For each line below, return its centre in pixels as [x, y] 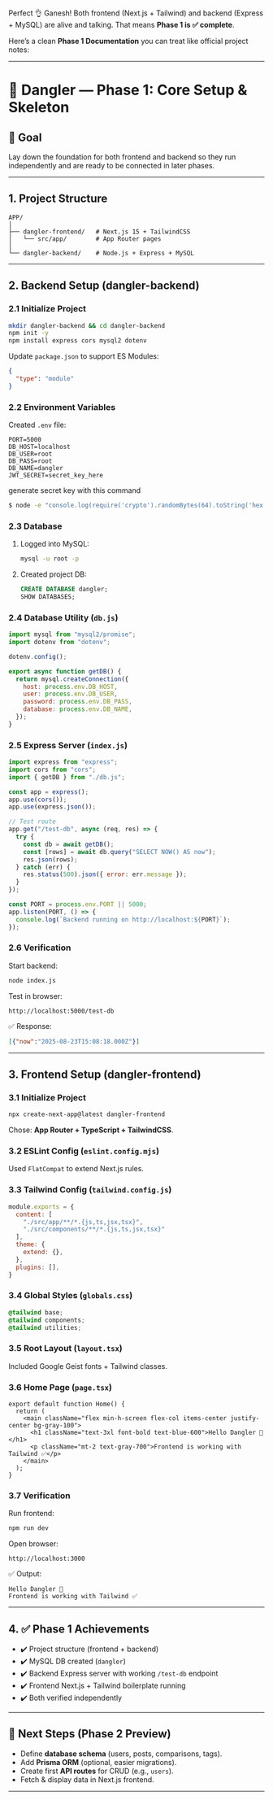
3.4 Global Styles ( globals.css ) [71, 1296]
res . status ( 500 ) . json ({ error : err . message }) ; [105, 874]
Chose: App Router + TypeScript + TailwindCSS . [91, 1130]
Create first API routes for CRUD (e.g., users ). [97, 1771]
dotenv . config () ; [38, 656]
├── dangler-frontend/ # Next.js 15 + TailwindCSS [100, 232]
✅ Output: [25, 1574]
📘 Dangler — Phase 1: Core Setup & [128, 90]
